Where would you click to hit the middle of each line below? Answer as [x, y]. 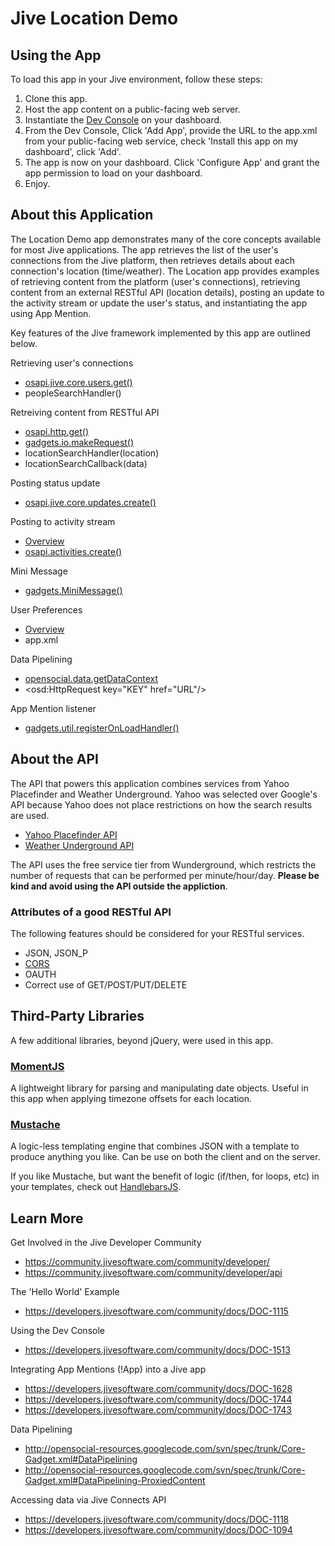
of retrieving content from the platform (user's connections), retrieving [155, 281]
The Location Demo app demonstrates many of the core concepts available [166, 239]
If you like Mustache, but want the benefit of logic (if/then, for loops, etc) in [165, 1176]
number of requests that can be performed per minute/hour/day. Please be [165, 875]
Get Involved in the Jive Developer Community [106, 1243]
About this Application [82, 215]
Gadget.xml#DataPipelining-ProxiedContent [115, 1481]
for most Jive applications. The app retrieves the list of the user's [144, 249]
